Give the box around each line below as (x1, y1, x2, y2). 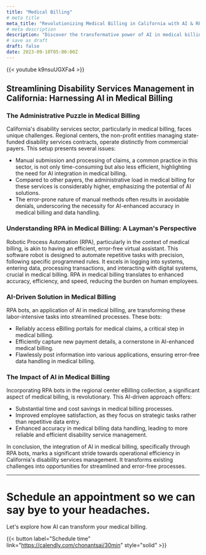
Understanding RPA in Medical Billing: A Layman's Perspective (6, 224, 197, 233)
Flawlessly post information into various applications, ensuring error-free (15, 351, 200, 359)
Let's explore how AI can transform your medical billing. (6, 523, 147, 530)
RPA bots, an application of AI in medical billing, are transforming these (6, 307, 186, 314)
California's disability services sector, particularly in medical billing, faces (6, 125, 192, 132)
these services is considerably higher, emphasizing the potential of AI (15, 183, 191, 190)
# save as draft (6, 37, 48, 44)
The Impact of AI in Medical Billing (6, 372, 110, 381)
